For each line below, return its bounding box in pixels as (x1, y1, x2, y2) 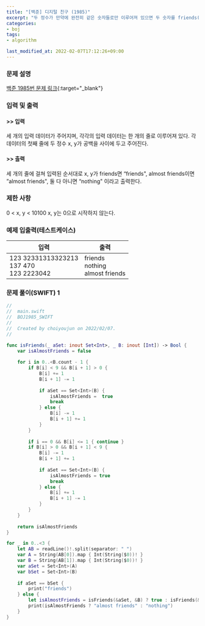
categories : (6, 20, 37, 26)
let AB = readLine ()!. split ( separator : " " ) (17, 546, 132, 552)
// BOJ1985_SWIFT (6, 314, 53, 320)
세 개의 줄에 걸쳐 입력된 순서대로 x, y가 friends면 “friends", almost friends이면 (6, 170, 195, 177)
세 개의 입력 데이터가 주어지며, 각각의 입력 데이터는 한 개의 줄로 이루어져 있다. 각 (6, 132, 196, 140)
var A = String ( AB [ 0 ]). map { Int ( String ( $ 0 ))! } (17, 552, 143, 558)
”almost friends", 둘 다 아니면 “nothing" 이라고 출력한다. (6, 178, 142, 185)
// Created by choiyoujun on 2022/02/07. (6, 325, 116, 331)
